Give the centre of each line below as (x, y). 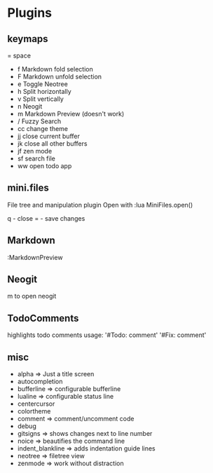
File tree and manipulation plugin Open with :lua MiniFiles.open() (100, 205)
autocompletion (40, 382)
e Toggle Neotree (42, 84)
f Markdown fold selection (55, 69)
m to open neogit (32, 296)
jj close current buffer (49, 136)
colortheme (34, 411)
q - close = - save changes (46, 218)
